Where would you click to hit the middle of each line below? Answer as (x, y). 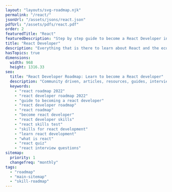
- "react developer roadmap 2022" (51, 96)
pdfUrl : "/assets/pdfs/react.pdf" (42, 24)
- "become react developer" (44, 115)
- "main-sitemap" (28, 177)
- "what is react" (34, 139)
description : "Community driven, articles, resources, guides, (79, 81)
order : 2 (15, 29)
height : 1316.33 (27, 67)
